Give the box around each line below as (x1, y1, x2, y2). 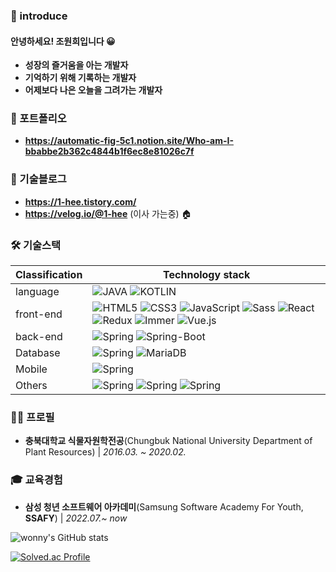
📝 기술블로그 (10, 172, 67, 186)
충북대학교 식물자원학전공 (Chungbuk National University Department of (24, 435, 313, 447)
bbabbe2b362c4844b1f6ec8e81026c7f (24, 145, 195, 158)
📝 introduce (10, 9, 68, 23)
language (15, 285, 60, 299)
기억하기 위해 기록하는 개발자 (24, 72, 137, 84)
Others (15, 379, 48, 393)
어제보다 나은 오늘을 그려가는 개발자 (24, 84, 163, 96)
